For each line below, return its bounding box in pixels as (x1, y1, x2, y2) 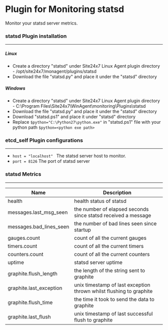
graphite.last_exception (7, 284, 62, 291)
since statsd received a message (74, 212, 151, 219)
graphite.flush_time (7, 299, 53, 306)
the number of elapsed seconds (74, 205, 149, 212)
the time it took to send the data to (74, 295, 154, 302)
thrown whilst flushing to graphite (74, 287, 153, 294)
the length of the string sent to (74, 267, 145, 274)
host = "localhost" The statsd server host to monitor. (12, 153, 126, 159)
